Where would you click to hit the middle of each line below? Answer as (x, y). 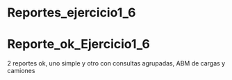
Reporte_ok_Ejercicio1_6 (79, 44)
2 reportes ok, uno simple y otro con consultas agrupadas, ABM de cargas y (116, 63)
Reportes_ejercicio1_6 (72, 13)
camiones (21, 71)
